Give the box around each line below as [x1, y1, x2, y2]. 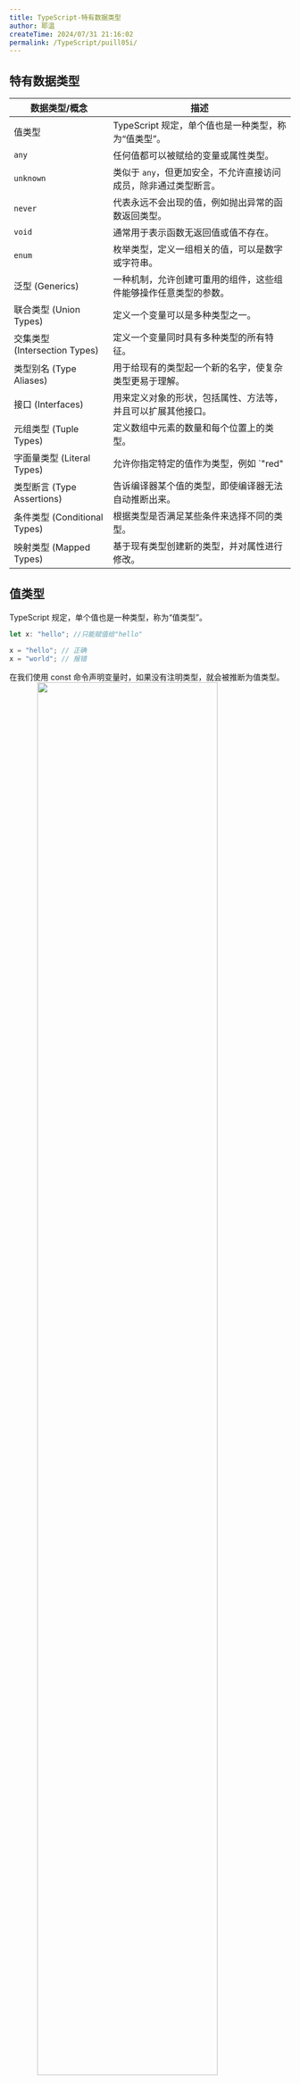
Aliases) [13, 374, 48, 387]
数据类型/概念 [29, 102, 87, 114]
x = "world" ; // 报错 [9, 654, 87, 663]
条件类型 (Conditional [13, 511, 104, 523]
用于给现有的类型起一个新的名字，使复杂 [112, 362, 283, 374]
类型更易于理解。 [112, 375, 185, 388]
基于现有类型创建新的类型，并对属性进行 [112, 540, 283, 553]
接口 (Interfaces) [13, 398, 84, 411]
